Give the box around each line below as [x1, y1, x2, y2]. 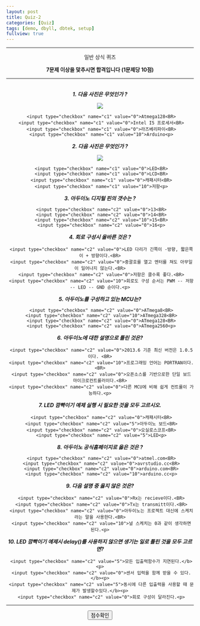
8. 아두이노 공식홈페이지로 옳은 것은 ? [57, 444, 143, 451]
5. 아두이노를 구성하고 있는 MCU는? [58, 296, 142, 303]
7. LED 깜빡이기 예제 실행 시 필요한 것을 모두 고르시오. [38, 402, 162, 409]
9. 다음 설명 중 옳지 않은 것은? [65, 483, 135, 490]
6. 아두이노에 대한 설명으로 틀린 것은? [57, 334, 143, 342]
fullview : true [6, 31, 44, 37]
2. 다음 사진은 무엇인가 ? [71, 143, 129, 150]
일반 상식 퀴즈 [84, 54, 116, 61]
